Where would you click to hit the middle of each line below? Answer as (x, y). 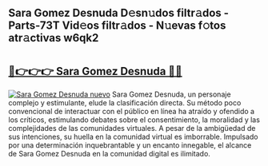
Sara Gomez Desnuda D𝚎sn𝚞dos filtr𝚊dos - (119, 13)
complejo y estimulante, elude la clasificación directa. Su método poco (125, 103)
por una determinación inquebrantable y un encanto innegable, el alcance (130, 145)
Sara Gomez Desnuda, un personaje (171, 94)
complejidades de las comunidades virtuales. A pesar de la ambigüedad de (132, 128)
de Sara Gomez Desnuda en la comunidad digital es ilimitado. (109, 154)
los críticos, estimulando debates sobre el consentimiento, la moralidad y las (134, 120)
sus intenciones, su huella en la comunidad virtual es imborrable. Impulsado (133, 136)
